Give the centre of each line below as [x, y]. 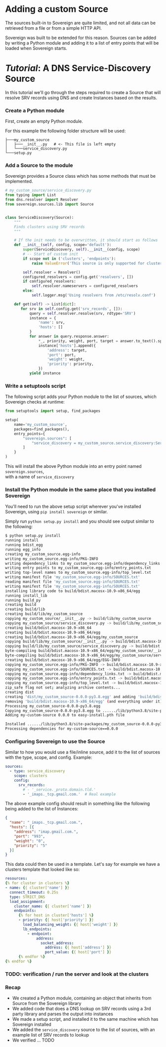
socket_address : [57, 943]
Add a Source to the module [39, 165]
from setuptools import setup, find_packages [53, 411]
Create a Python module [35, 110]
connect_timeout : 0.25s [34, 892]
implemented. [19, 181]
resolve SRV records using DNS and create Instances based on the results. [81, 98]
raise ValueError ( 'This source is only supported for [88, 263]
